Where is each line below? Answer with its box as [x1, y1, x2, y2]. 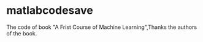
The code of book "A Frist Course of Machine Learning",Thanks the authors [6, 23, 197, 31]
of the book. [6, 29, 37, 37]
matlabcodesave [6, 4, 94, 17]
